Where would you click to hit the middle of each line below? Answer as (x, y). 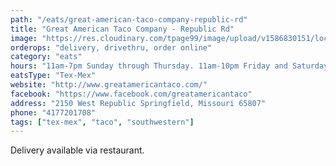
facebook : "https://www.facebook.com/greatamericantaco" (131, 94)
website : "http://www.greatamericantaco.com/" (109, 85)
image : (24, 38)
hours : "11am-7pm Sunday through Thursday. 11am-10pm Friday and (149, 66)
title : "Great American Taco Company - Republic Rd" (122, 29)
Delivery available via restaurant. (77, 150)
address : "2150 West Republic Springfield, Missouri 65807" (138, 103)
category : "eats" (46, 57)
